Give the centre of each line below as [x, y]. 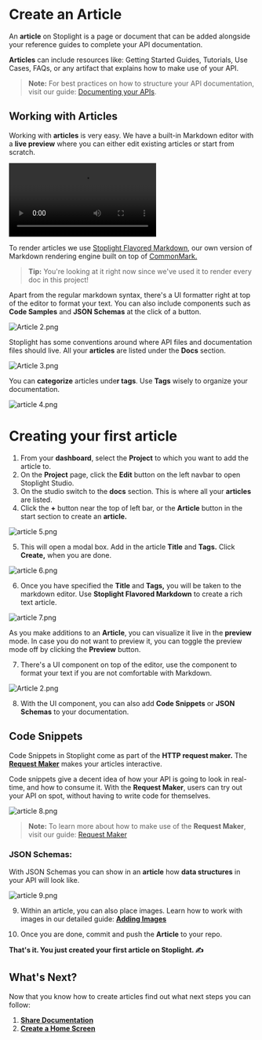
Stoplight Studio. [47, 483]
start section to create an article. [74, 516]
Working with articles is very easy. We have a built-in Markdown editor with [131, 135]
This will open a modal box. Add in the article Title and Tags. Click [127, 547]
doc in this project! [58, 280]
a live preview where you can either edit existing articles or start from [122, 144]
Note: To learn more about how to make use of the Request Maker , [137, 826]
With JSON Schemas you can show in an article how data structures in [125, 872]
